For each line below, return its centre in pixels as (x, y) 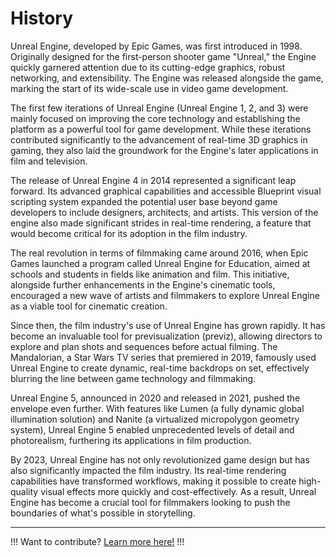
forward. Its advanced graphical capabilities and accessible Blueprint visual (166, 191)
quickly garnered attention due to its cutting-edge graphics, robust (148, 67)
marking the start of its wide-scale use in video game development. (149, 88)
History (42, 18)
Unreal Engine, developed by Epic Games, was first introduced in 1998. (156, 46)
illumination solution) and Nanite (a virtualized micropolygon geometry (155, 419)
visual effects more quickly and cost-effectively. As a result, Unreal (178, 491)
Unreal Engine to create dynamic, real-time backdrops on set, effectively (160, 368)
